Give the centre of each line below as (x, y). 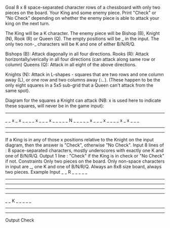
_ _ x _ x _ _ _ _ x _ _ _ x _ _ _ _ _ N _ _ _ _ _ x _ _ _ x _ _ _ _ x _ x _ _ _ (72, 120)
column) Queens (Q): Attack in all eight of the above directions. (71, 65)
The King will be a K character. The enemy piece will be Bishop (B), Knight (83, 33)
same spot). (18, 90)
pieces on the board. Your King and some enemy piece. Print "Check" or (81, 13)
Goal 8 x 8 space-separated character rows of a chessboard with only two (83, 7)
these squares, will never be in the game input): (55, 106)
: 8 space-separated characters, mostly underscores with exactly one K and (84, 150)
